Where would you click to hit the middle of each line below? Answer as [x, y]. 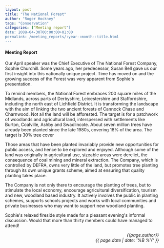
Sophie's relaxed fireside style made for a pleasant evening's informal [75, 215]
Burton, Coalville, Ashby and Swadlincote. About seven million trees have [79, 124]
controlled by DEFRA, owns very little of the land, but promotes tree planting [82, 165]
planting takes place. [26, 176]
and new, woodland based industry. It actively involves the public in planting [82, 195]
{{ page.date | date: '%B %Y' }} [127, 240]
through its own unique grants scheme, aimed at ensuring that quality [75, 170]
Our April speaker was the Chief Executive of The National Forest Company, [81, 63]
